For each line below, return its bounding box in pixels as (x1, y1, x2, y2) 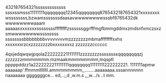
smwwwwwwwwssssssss (5, 31, 59, 36)
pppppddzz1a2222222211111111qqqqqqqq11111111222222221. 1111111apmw (5, 62, 155, 67)
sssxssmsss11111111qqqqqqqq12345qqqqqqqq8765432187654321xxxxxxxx (5, 9, 160, 15)
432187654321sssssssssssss (5, 4, 66, 10)
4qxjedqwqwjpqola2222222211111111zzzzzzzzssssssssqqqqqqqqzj (5, 51, 143, 57)
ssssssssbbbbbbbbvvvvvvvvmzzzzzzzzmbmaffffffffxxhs (5, 36, 122, 42)
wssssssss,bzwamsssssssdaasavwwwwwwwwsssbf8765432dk (5, 15, 138, 20)
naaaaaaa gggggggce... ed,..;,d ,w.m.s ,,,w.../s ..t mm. (5, 72, 115, 78)
